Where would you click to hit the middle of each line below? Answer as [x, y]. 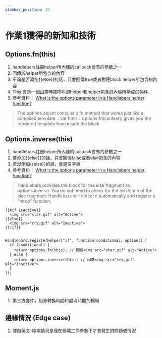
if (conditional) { [30, 245]
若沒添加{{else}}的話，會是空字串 [46, 164]
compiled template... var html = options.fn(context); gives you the [84, 118]
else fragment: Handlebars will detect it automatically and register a [86, 196]
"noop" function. [34, 201]
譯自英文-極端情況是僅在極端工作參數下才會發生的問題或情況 [74, 331]
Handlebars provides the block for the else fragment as [74, 185]
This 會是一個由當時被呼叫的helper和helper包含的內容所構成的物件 [80, 92]
